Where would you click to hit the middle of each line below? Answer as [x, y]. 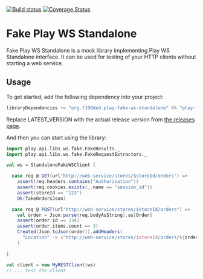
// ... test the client [36, 271]
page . [14, 126]
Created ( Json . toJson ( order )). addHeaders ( [70, 232]
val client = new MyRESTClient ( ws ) [51, 265]
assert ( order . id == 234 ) [48, 220]
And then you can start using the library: [56, 137]
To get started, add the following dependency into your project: [85, 97]
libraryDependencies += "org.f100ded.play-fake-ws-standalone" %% [92, 108]
